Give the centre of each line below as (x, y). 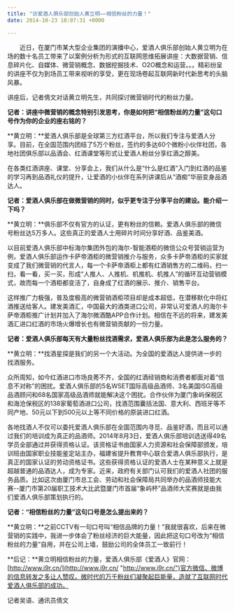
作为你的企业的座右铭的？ (50, 120)
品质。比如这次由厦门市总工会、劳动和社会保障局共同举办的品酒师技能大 (117, 479)
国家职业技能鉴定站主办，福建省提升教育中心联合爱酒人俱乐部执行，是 (127, 453)
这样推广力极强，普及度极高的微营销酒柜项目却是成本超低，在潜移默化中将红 (117, 297)
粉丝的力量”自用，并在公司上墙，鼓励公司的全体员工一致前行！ (98, 544)
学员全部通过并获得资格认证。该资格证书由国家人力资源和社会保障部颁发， (114, 444)
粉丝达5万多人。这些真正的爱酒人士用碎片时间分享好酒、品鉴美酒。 (110, 232)
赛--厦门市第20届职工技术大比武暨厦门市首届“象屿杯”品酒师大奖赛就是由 (112, 488)
